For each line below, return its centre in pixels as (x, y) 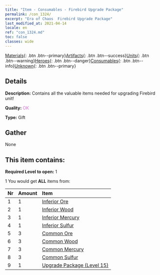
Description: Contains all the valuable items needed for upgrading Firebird (80, 93)
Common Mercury (63, 250)
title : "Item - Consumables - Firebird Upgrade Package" (64, 10)
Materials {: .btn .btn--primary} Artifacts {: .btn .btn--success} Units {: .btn (77, 55)
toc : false (16, 37)
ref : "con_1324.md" (25, 32)
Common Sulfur (60, 257)
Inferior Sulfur (58, 225)
